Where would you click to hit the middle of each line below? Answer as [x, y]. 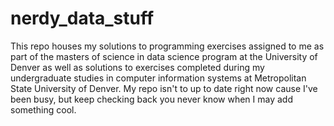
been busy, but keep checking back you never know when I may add [151, 99]
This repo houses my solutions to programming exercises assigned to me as [167, 46]
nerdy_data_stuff [82, 18]
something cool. [43, 109]
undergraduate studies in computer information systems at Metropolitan [158, 78]
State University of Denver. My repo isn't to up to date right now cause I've [164, 88]
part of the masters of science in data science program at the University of [164, 56]
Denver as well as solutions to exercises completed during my [137, 67]
